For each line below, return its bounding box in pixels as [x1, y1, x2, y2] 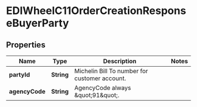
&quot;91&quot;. [74, 91, 120, 99]
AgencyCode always [74, 84, 131, 92]
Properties [6, 40, 46, 50]
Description [103, 57, 137, 65]
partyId [9, 71, 30, 78]
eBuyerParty [6, 16, 69, 30]
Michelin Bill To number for [74, 67, 148, 75]
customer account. [74, 74, 126, 82]
